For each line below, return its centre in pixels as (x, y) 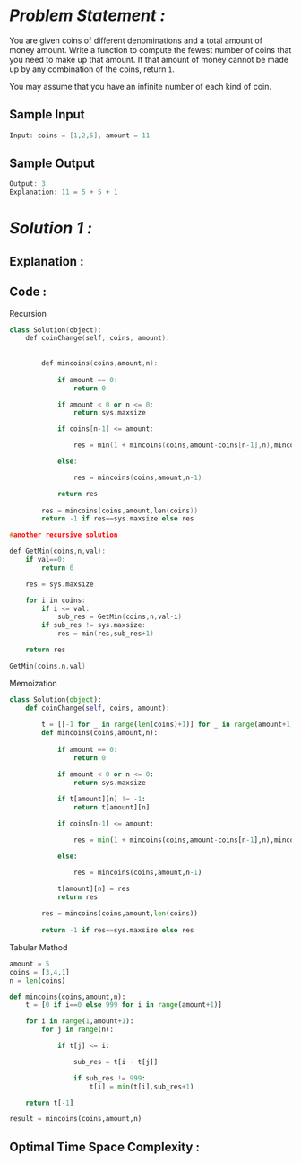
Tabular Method (39, 947)
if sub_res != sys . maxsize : (94, 625)
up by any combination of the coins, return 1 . (92, 69)
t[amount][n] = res (93, 888)
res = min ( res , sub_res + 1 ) (105, 634)
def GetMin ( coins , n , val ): (57, 551)
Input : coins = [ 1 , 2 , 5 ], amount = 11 (80, 136)
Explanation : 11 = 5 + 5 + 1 (64, 192)
